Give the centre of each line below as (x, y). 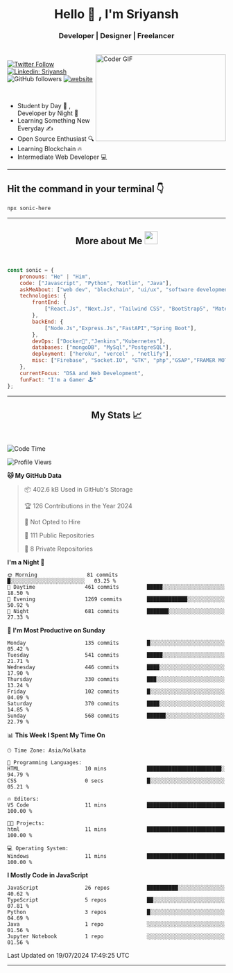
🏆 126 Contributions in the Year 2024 (78, 506)
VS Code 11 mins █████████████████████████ (116, 805)
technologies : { (43, 296)
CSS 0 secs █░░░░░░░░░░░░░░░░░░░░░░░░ (116, 781)
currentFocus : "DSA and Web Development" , (82, 373)
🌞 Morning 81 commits (63, 575)
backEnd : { (48, 322)
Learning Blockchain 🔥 (50, 149)
